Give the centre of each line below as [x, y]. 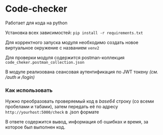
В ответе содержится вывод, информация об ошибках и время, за [77, 122]
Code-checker [36, 9]
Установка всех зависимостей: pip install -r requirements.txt [74, 32]
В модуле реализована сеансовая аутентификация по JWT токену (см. [82, 72]
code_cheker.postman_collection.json [45, 62]
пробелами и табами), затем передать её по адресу [62, 107]
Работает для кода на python [36, 23]
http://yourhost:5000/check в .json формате [52, 112]
